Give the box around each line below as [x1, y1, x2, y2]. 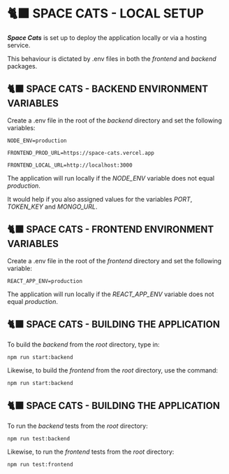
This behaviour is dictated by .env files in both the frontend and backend [7, 54, 216, 63]
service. [7, 41, 31, 49]
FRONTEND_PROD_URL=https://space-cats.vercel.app [7, 149, 155, 156]
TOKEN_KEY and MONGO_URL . [7, 202, 98, 211]
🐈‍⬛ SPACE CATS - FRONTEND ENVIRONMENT [7, 223, 214, 235]
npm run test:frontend [7, 461, 73, 468]
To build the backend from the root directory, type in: [7, 340, 160, 349]
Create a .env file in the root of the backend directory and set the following [7, 116, 222, 125]
